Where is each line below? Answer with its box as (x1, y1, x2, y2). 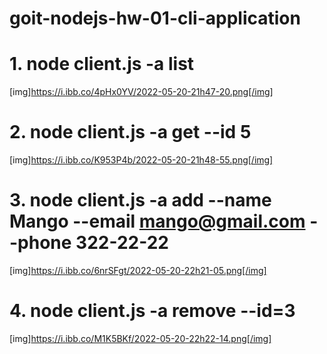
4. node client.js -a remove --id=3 (9, 300, 296, 322)
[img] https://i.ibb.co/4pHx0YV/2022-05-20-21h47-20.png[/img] (9, 86, 274, 98)
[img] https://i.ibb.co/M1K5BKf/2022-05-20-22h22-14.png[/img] (9, 332, 272, 344)
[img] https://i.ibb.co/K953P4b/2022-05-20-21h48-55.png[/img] (9, 154, 274, 166)
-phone (9, 232, 72, 254)
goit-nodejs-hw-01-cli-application (9, 7, 301, 30)
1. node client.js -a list (9, 53, 195, 76)
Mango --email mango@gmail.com (9, 210, 306, 233)
